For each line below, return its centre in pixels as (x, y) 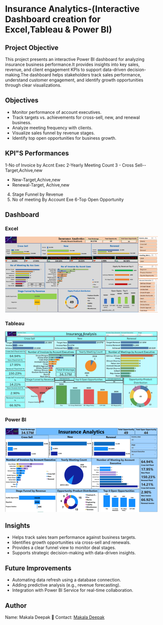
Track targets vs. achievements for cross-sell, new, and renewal (76, 117)
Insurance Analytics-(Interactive (72, 9)
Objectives (22, 101)
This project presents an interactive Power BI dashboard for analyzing (75, 59)
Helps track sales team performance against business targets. (74, 537)
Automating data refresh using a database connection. (66, 580)
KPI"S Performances (37, 154)
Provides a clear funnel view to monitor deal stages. (64, 548)
